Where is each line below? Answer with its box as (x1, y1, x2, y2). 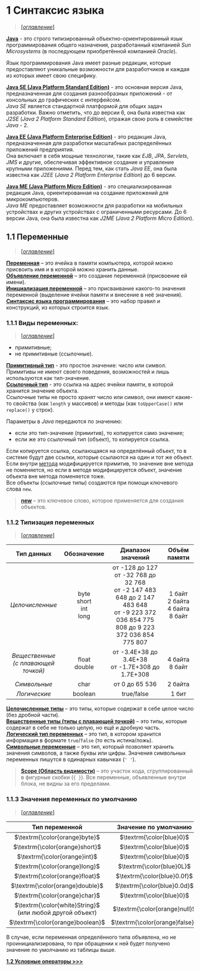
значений (121, 553, 150, 562)
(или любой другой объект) (17, 908, 97, 917)
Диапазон (120, 546, 151, 555)
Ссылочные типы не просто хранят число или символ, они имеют (6, 394, 174, 401)
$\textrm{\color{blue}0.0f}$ (115, 872, 193, 880)
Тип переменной (32, 823, 83, 831)
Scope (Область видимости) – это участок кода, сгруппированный (20, 767, 193, 774)
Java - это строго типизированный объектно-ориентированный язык (6, 35, 183, 42)
